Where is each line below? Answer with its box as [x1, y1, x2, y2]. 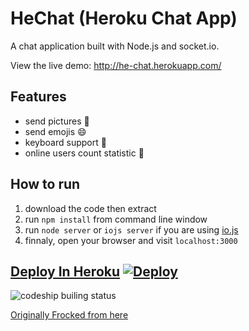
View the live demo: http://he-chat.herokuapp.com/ [10, 59, 222, 71]
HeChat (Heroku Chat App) [10, 7, 238, 30]
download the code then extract [24, 202, 157, 214]
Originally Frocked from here [10, 309, 129, 321]
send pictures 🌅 [24, 115, 90, 127]
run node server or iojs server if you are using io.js [24, 223, 239, 236]
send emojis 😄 [24, 125, 87, 137]
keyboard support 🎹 [24, 136, 107, 148]
